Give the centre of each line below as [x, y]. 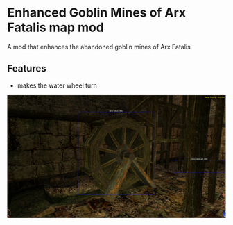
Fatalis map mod [55, 27]
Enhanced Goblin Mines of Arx [97, 13]
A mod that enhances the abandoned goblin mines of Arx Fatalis [99, 47]
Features [27, 68]
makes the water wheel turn [57, 85]
